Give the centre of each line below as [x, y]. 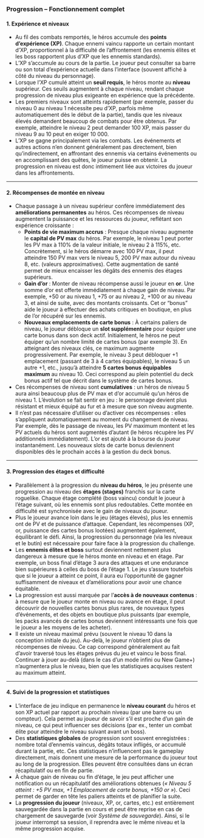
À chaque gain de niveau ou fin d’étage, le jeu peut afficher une [94, 777]
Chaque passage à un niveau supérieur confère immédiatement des [100, 206]
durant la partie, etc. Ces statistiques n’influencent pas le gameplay [99, 751]
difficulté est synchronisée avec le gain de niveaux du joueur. [92, 511]
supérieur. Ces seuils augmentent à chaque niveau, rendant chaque [100, 89]
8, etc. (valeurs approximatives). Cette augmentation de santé [101, 264]
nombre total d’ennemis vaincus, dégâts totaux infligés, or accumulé [100, 744]
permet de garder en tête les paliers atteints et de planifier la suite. [98, 796]
